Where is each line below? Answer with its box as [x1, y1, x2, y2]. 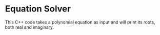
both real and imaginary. [5, 24, 54, 30]
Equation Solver [5, 3, 71, 14]
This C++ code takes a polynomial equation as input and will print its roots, [5, 19, 155, 25]
